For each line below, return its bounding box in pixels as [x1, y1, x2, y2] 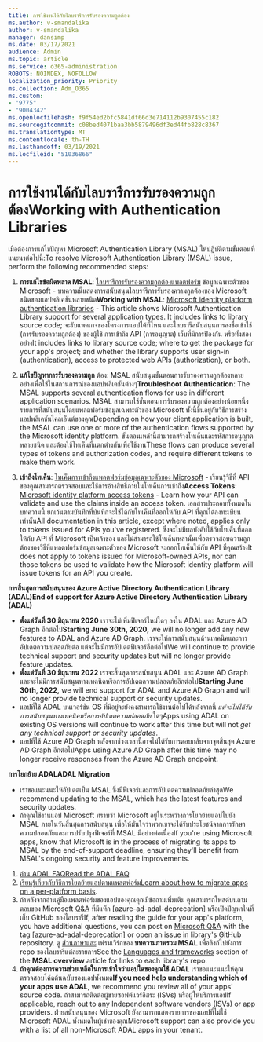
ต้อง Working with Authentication [8, 201, 221, 219]
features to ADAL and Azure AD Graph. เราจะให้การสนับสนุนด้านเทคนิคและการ [19, 634, 248, 643]
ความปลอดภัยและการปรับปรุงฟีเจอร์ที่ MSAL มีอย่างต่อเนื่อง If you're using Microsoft [19, 828, 253, 838]
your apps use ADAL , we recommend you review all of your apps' [19, 982, 233, 992]
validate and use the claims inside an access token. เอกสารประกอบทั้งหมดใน [19, 499, 252, 508]
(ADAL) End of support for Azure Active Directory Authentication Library [8, 592, 248, 601]
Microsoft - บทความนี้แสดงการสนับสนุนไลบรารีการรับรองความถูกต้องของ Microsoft [19, 286, 247, 295]
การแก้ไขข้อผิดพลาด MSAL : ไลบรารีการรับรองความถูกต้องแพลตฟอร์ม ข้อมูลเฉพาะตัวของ [19, 277, 250, 287]
